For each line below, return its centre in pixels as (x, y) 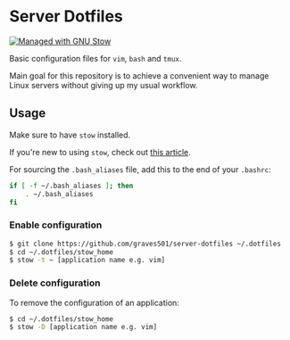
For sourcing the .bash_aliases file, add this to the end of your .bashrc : (141, 169)
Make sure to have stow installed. (70, 135)
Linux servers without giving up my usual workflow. (104, 85)
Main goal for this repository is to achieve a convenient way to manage (139, 75)
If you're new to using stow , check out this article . (100, 152)
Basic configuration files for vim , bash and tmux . (95, 58)
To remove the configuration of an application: (95, 303)
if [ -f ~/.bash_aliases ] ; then (71, 186)
